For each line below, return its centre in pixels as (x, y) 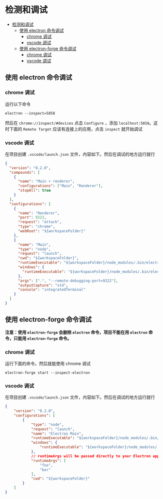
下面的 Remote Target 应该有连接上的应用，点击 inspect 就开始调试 (76, 129)
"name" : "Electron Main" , (57, 433)
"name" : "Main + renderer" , (46, 182)
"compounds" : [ (25, 172)
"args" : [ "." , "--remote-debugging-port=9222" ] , (68, 281)
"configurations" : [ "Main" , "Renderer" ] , (60, 186)
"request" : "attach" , (40, 222)
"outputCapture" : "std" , (43, 285)
